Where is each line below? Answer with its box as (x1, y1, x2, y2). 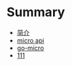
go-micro (16, 44, 44, 52)
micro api (16, 36, 44, 44)
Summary (6, 4, 65, 20)
